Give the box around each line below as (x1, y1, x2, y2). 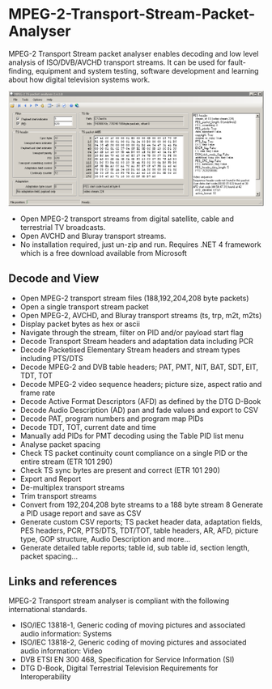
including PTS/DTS (19, 353, 83, 363)
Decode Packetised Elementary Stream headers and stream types (19, 345, 240, 355)
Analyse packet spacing (19, 439, 101, 449)
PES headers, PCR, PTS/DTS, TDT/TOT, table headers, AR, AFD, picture (19, 525, 259, 535)
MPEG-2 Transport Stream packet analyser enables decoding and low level (8, 49, 259, 58)
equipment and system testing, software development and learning (35, 66, 259, 75)
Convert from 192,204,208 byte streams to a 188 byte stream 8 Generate (19, 500, 263, 509)
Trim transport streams (19, 491, 97, 500)
